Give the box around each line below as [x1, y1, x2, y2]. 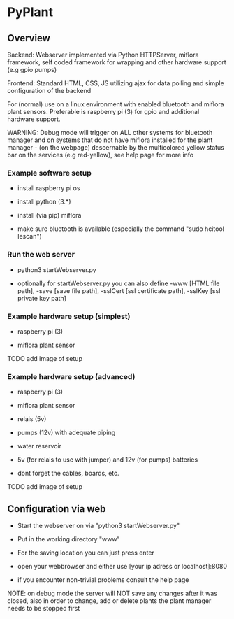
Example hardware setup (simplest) [7, 311, 131, 321]
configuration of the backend [7, 87, 92, 94]
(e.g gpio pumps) [7, 66, 57, 73]
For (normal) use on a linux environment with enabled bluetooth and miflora [7, 100, 225, 108]
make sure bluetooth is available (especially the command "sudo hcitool [17, 225, 225, 233]
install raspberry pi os [17, 184, 80, 192]
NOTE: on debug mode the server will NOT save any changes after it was [7, 589, 218, 597]
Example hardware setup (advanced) [7, 371, 136, 381]
